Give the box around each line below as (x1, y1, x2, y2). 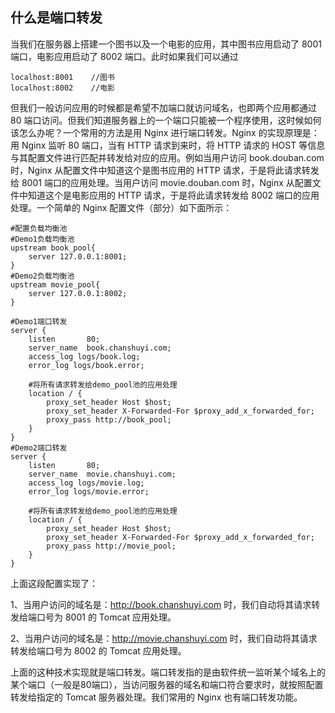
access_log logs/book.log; (28, 351, 141, 362)
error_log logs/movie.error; (28, 486, 150, 497)
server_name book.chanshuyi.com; (28, 343, 172, 353)
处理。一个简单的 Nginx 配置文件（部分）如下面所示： (10, 201, 233, 213)
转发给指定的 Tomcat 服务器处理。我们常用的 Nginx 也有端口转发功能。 (10, 691, 303, 703)
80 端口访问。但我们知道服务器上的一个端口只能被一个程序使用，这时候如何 (10, 114, 322, 126)
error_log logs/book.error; (28, 360, 145, 370)
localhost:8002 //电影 (10, 83, 115, 93)
